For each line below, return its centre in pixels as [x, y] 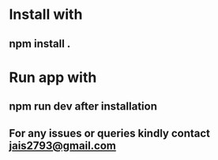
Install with [46, 15]
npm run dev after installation [83, 107]
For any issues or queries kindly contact [110, 133]
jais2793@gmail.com [63, 145]
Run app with [53, 77]
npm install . [40, 44]
